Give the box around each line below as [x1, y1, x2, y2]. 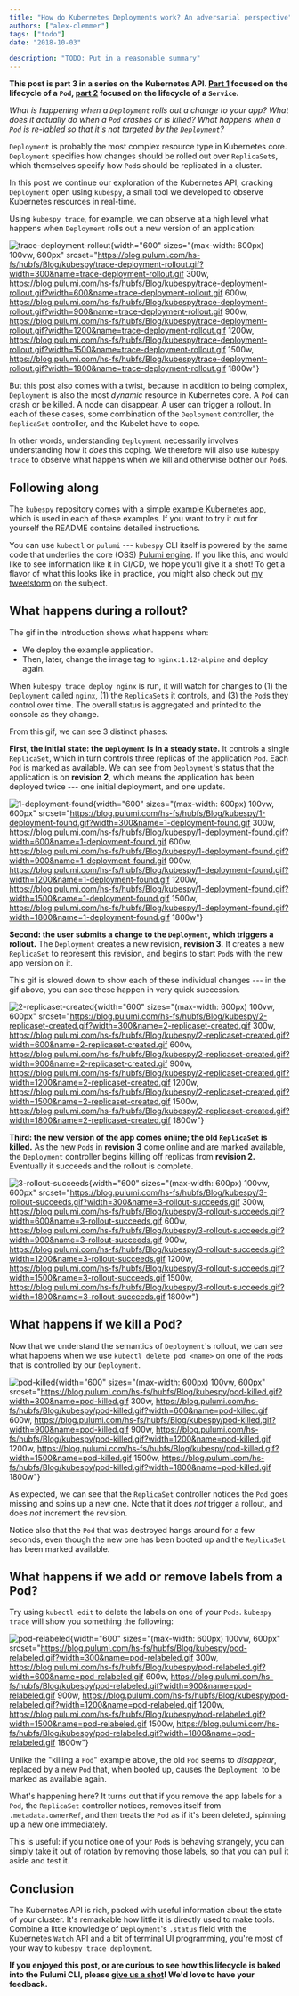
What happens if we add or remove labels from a [9, 1569, 283, 1584]
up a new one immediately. [9, 1819, 109, 1830]
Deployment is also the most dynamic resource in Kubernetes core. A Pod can [9, 390, 289, 400]
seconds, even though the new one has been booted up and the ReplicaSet [9, 1534, 287, 1545]
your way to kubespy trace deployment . [9, 1943, 153, 1953]
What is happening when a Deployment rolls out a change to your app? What [9, 105, 289, 116]
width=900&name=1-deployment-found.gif [9, 855, 167, 866]
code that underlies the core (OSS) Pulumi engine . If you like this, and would [9, 549, 289, 560]
